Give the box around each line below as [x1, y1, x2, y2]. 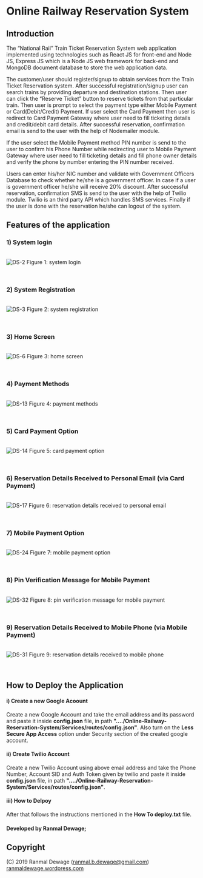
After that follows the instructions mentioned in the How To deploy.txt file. [6, 811, 192, 818]
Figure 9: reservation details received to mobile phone [28, 651, 164, 658]
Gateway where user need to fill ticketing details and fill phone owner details [6, 152, 197, 159]
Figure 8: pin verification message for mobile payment [30, 596, 165, 604]
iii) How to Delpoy [6, 797, 52, 805]
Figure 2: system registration [26, 305, 99, 313]
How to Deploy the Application [6, 680, 124, 690]
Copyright [6, 842, 45, 852]
